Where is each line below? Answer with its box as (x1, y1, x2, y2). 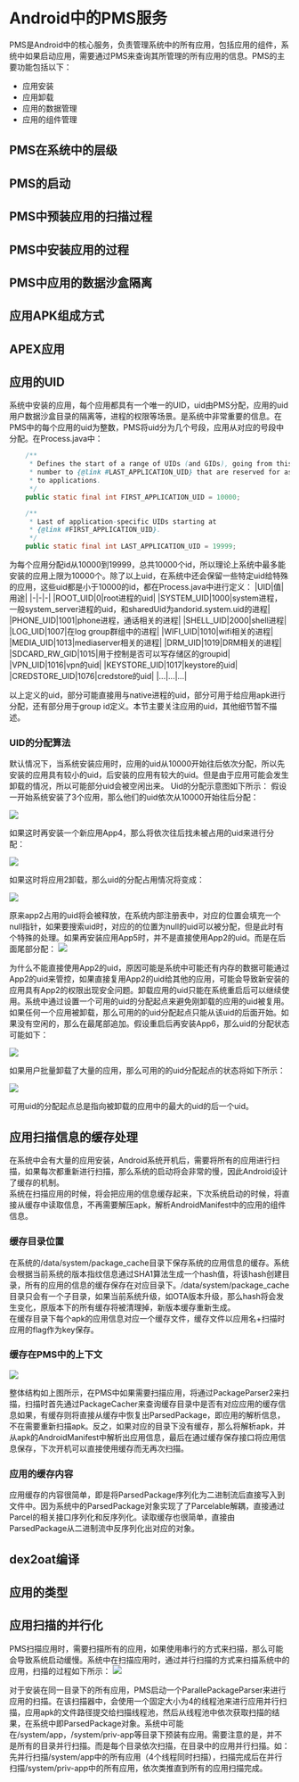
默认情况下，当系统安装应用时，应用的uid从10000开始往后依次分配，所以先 (9, 758, 286, 769)
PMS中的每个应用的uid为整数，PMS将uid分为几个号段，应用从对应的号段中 (9, 422, 285, 433)
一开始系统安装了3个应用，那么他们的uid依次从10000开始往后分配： (9, 792, 259, 803)
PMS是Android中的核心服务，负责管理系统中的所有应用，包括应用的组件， (9, 39, 282, 50)
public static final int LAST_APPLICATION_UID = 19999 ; (25, 542, 238, 551)
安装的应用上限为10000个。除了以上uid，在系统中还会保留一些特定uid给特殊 (9, 570, 289, 581)
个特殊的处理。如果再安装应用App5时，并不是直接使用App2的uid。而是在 (9, 932, 279, 943)
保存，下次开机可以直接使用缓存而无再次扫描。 (16, 1443, 189, 1454)
